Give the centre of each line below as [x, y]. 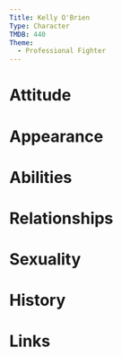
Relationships [61, 218]
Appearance [57, 136]
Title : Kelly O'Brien [50, 17]
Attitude [40, 96]
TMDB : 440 [28, 34]
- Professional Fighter [61, 51]
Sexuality [45, 260]
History [38, 300]
